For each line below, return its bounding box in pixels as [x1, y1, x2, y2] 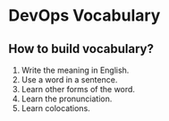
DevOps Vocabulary [8, 5, 161, 26]
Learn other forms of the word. [21, 84, 136, 94]
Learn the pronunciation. [21, 93, 113, 104]
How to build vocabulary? [8, 41, 154, 56]
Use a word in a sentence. [21, 74, 118, 85]
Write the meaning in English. [21, 65, 130, 75]
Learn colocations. [21, 103, 90, 113]
